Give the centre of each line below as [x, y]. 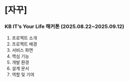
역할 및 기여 [23, 75]
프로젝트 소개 [24, 38]
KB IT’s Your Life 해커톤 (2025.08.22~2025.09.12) [64, 26]
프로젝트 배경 [24, 44]
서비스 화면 [22, 50]
